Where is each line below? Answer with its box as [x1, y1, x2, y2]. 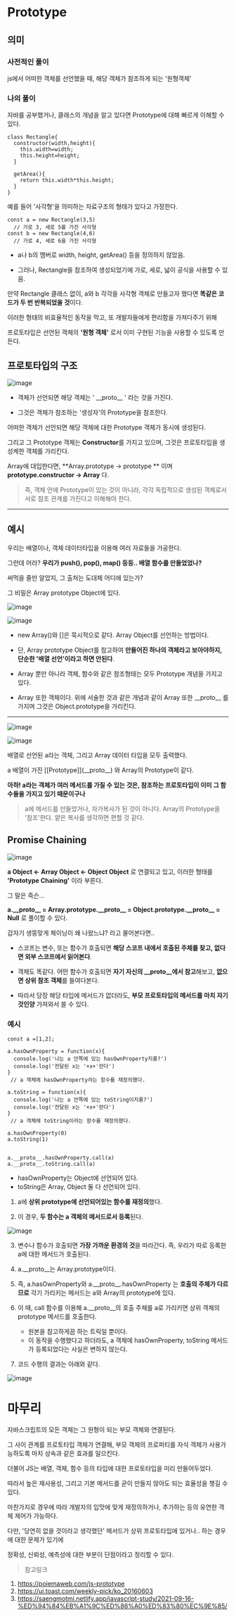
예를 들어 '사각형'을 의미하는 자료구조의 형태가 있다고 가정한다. [7, 202, 178, 211]
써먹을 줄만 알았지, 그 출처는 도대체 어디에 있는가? [7, 573, 144, 581]
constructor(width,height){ [13, 140, 96, 147]
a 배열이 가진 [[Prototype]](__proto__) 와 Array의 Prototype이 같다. [7, 765, 195, 774]
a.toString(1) [7, 1135, 49, 1143]
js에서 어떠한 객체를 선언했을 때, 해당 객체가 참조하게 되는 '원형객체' [7, 74, 192, 82]
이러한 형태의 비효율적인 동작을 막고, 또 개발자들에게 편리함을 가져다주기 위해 [7, 313, 218, 322]
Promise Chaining [7, 834, 87, 846]
